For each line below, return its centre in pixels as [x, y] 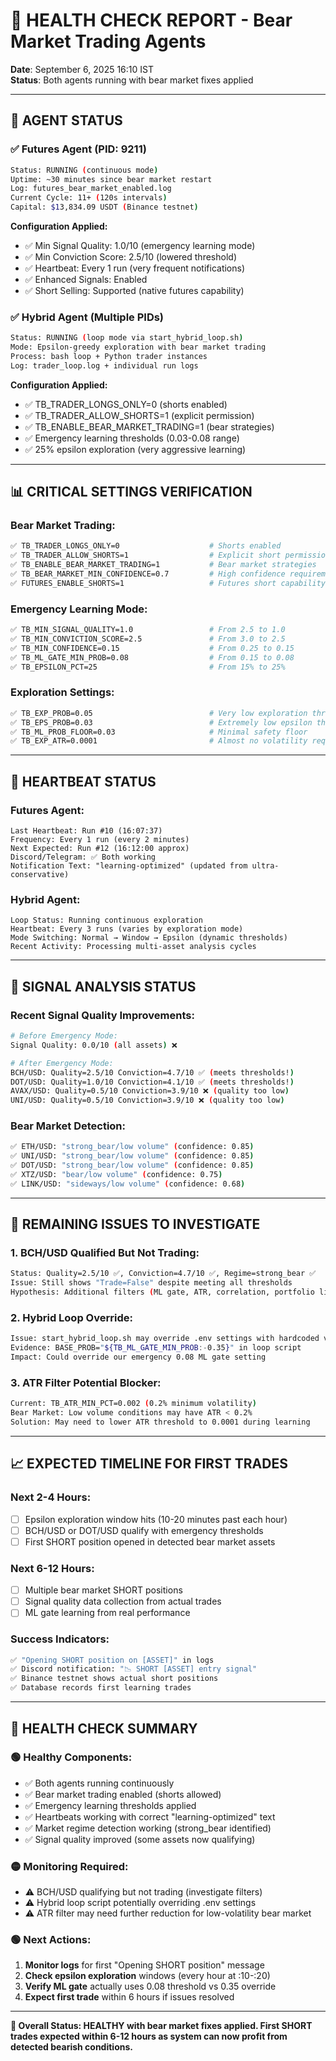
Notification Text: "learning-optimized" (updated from [129, 866]
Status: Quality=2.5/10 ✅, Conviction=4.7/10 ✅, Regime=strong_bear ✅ [163, 1274]
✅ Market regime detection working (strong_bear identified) [148, 1828]
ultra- [265, 866]
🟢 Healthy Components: [71, 1757]
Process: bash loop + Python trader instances [109, 357]
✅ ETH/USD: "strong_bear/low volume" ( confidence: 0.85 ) [132, 1147]
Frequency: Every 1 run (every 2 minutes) [100, 840]
